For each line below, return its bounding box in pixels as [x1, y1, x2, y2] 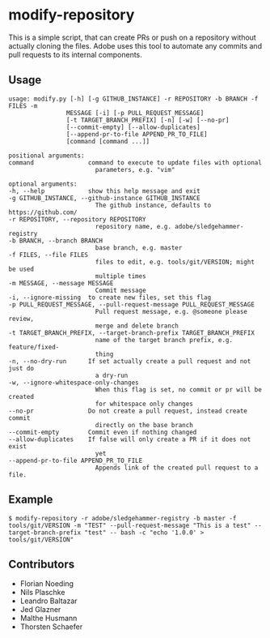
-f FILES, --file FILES [8, 250, 89, 259]
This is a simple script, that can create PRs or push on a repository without [8, 32, 256, 42]
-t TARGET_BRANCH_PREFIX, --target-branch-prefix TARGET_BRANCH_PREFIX [8, 328, 255, 337]
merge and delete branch [95, 322, 179, 330]
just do [8, 364, 35, 372]
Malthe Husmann [19, 614, 78, 623]
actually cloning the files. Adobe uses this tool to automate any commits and [8, 41, 263, 50]
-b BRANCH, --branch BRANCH [8, 237, 103, 245]
